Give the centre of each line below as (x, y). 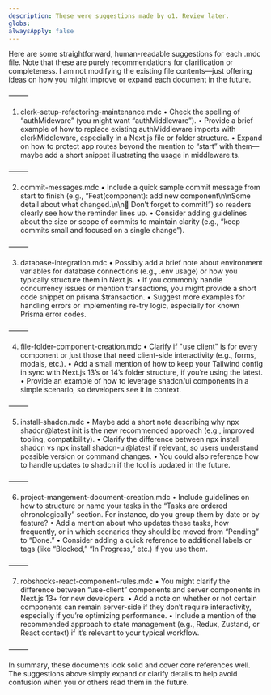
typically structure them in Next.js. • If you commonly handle (121, 280)
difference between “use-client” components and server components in (140, 590)
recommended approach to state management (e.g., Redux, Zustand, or (140, 625)
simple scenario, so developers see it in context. (101, 390)
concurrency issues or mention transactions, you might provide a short (138, 289)
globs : (19, 23)
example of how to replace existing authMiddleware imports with (128, 129)
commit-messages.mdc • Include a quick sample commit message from (140, 188)
